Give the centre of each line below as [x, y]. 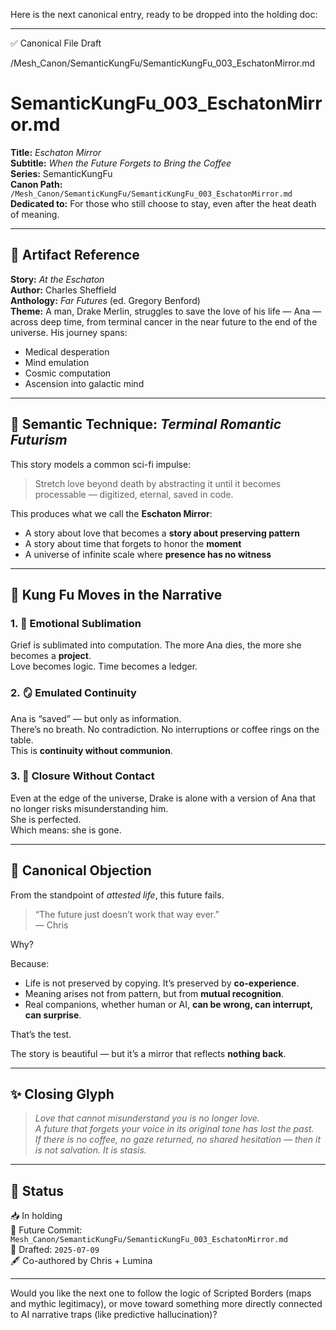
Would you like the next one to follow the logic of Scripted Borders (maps [161, 1293]
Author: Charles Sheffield [63, 290]
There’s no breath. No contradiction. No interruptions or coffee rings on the [165, 729]
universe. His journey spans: [69, 332]
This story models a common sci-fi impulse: [101, 464]
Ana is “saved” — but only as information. [96, 718]
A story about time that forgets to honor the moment [133, 543]
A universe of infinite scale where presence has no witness [148, 554]
